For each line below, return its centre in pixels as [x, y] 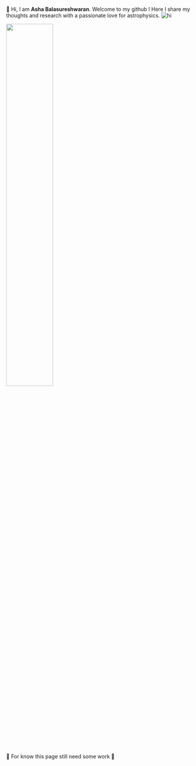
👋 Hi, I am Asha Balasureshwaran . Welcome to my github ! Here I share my [98, 9]
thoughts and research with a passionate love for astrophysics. [83, 15]
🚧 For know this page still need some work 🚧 [60, 756]
